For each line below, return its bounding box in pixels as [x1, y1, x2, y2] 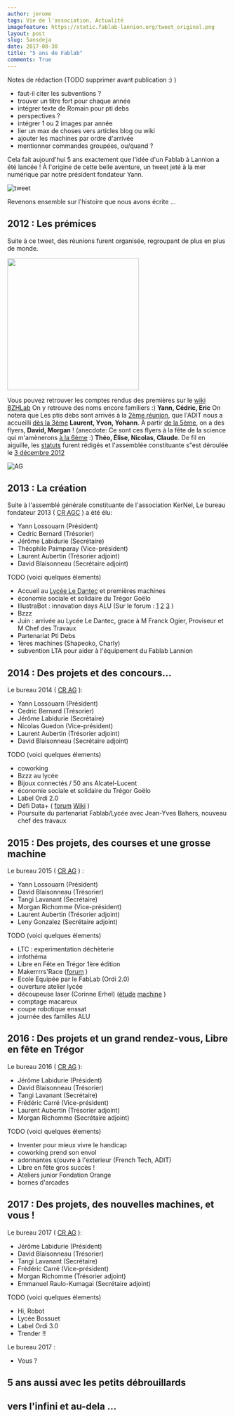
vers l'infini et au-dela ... [7, 1401, 117, 1413]
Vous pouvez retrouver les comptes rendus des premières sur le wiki [7, 396, 206, 404]
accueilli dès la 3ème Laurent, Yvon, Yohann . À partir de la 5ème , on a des [7, 418, 224, 427]
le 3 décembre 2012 [7, 448, 65, 456]
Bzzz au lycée [17, 772, 58, 780]
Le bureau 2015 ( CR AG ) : [7, 867, 84, 875]
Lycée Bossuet [17, 1314, 60, 1323]
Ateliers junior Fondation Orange [17, 1171, 112, 1179]
